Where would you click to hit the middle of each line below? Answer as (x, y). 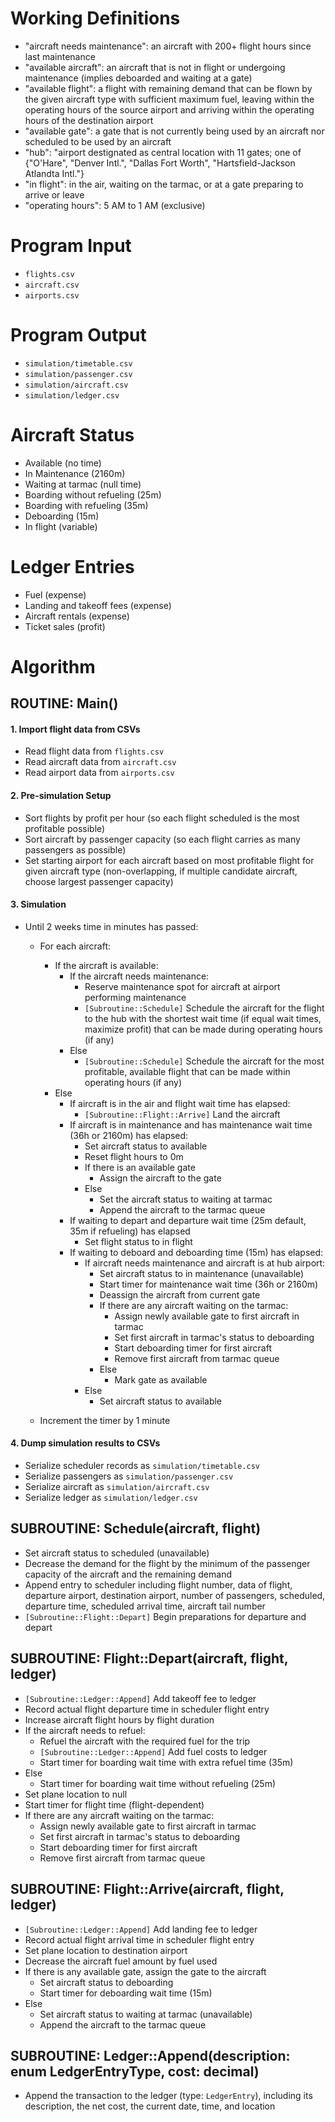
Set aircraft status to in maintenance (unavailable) (202, 1273)
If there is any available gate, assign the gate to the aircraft (145, 1971)
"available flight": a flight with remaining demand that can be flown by (168, 88)
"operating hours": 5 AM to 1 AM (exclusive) (115, 205)
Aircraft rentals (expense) (77, 616)
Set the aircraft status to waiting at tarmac (186, 1199)
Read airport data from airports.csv (99, 773)
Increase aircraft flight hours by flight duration (119, 1719)
